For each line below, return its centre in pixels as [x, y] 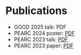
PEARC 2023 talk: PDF [41, 39]
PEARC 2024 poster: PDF [44, 33]
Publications [36, 11]
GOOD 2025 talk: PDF [40, 27]
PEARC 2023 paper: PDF [44, 46]
